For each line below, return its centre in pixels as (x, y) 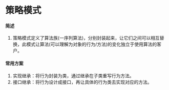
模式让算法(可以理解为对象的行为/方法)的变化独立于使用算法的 (92, 44)
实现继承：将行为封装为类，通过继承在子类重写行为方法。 (73, 76)
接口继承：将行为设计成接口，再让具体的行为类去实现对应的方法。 (82, 82)
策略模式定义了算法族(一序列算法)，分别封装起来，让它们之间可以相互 (86, 38)
